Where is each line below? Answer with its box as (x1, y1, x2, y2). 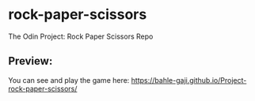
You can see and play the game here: (8, 75, 130, 84)
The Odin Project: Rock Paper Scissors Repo (8, 32, 154, 41)
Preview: (8, 54, 53, 68)
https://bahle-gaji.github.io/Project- (131, 75, 247, 84)
